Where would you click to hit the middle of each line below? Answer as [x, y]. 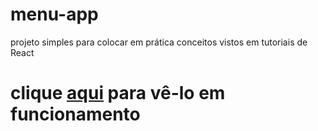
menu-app [54, 14]
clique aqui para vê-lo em [118, 93]
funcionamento [75, 114]
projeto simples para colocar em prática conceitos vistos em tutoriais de [159, 42]
